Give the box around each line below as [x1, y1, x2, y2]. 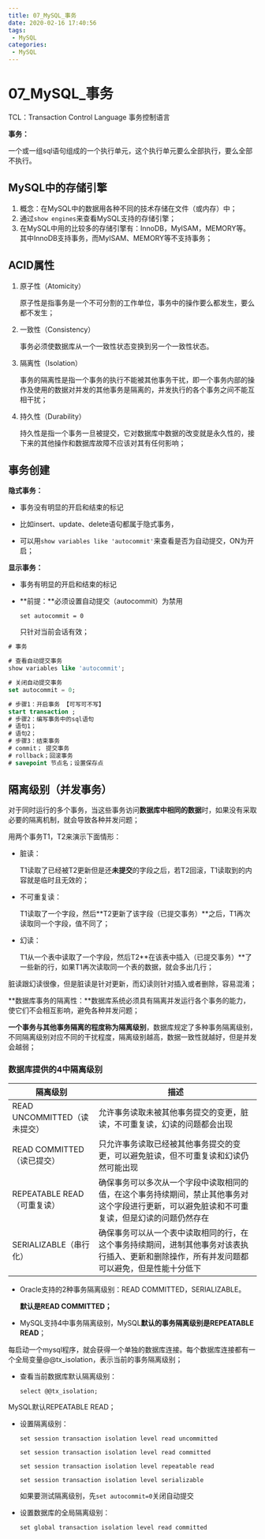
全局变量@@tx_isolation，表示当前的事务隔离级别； [14, 1354, 183, 1364]
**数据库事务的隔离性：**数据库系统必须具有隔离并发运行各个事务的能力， [8, 996, 251, 1006]
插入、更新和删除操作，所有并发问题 [106, 1251, 241, 1262]
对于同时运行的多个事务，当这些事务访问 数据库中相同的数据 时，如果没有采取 [8, 805, 257, 815]
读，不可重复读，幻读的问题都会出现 [98, 1119, 233, 1130]
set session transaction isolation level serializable [19, 1476, 204, 1484]
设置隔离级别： [19, 1419, 69, 1428]
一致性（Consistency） [19, 325, 95, 334]
